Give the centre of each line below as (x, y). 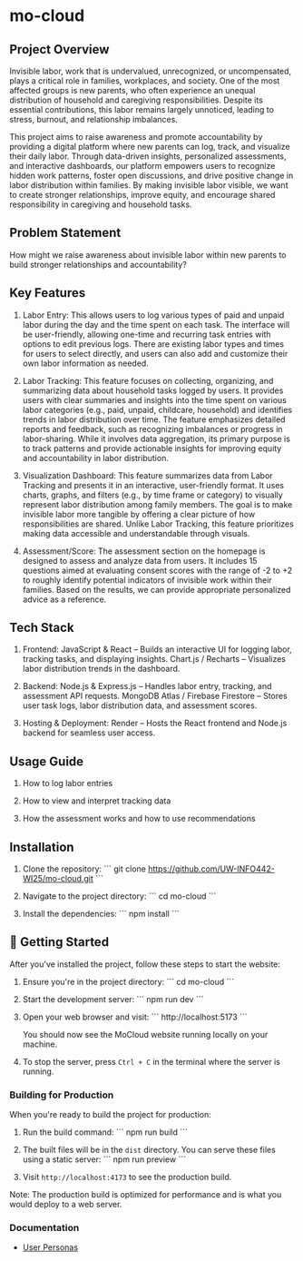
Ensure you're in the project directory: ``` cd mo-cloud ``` (128, 981)
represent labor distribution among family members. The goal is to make (157, 504)
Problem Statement (65, 233)
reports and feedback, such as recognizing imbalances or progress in (152, 429)
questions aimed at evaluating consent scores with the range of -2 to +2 (157, 570)
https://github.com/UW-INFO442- (211, 869)
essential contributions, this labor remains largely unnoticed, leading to (142, 109)
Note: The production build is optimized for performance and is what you (146, 1195)
